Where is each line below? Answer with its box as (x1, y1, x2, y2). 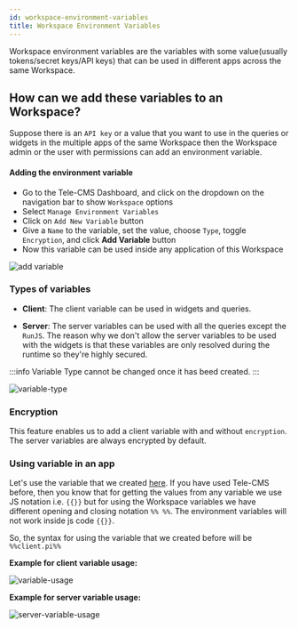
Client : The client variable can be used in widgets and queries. (21, 303, 252, 314)
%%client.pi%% (9, 542, 62, 552)
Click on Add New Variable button (21, 215, 145, 226)
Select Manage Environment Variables (21, 206, 160, 216)
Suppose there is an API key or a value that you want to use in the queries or (9, 128, 289, 139)
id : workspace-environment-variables (9, 12, 149, 22)
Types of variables (9, 283, 91, 295)
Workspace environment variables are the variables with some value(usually (9, 45, 288, 56)
